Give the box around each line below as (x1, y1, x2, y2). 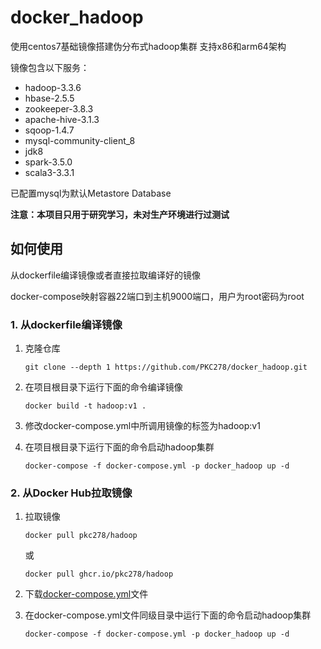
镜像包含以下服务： (10, 61, 90, 73)
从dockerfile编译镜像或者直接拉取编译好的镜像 (10, 269, 202, 281)
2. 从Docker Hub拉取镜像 (10, 486, 133, 500)
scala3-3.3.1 (24, 166, 75, 178)
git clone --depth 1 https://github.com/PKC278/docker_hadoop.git (24, 362, 308, 373)
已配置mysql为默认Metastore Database (10, 187, 172, 199)
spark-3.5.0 (24, 156, 73, 168)
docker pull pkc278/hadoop (24, 531, 138, 541)
